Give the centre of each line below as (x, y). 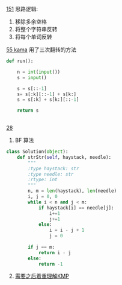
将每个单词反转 (33, 37)
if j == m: (41, 247)
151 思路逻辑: (22, 9)
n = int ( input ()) (39, 72)
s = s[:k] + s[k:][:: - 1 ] (48, 100)
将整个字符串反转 (36, 29)
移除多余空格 (31, 22)
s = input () (32, 77)
